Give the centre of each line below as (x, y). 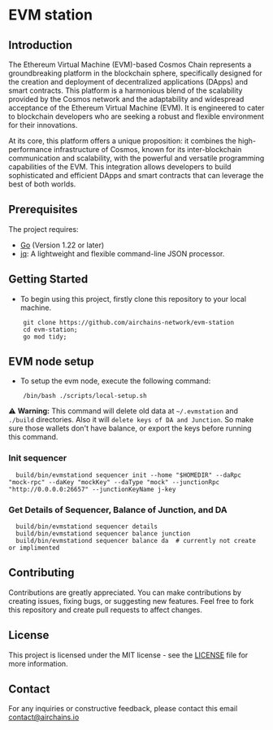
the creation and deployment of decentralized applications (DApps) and (128, 82)
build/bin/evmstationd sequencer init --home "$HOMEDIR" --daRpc (129, 475)
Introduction (41, 45)
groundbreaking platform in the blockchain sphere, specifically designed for (135, 73)
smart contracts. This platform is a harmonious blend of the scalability (126, 90)
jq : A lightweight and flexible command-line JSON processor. (122, 253)
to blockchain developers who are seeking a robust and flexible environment (136, 116)
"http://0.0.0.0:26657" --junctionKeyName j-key (92, 489)
